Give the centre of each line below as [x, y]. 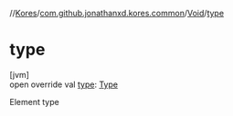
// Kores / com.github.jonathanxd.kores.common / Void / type [117, 13]
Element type [34, 101]
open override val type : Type [64, 84]
